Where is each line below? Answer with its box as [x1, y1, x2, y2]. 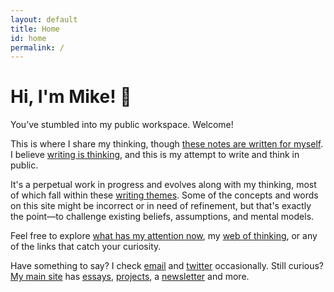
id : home [10, 33, 47, 43]
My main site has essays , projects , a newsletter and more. [10, 271, 250, 283]
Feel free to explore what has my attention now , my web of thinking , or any [10, 230, 318, 242]
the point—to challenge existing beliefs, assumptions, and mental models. [10, 211, 315, 223]
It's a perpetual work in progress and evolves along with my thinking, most [10, 179, 317, 191]
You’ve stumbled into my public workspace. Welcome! [10, 119, 234, 131]
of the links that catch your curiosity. [10, 241, 162, 253]
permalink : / [10, 42, 65, 53]
